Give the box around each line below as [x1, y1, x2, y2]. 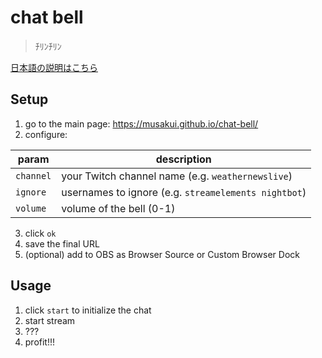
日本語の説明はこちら [10, 61, 98, 73]
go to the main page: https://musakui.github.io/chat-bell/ [24, 117, 259, 130]
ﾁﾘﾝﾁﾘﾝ [34, 40, 62, 52]
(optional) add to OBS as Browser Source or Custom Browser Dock [24, 248, 300, 260]
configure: [24, 128, 68, 140]
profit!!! [24, 336, 56, 348]
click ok [24, 227, 57, 239]
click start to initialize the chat [24, 304, 152, 316]
